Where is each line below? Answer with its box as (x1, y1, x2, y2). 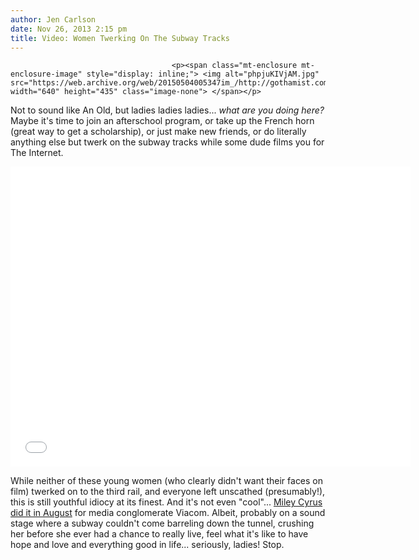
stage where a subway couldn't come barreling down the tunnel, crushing (10, 517, 315, 530)
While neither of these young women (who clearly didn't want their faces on (10, 475, 324, 487)
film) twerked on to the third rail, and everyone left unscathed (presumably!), (10, 486, 326, 498)
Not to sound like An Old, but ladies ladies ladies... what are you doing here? (10, 104, 325, 116)
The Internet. (10, 147, 64, 159)
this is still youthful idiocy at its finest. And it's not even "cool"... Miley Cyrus (10, 496, 323, 508)
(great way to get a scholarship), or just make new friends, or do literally (10, 126, 307, 138)
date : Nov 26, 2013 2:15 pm (10, 24, 128, 34)
